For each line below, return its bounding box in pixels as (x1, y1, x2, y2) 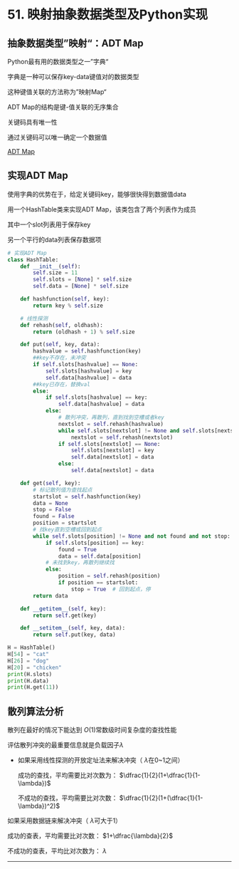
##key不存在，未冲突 (33, 354, 87, 362)
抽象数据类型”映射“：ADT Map (7, 37, 144, 49)
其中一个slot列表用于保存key (7, 220, 91, 229)
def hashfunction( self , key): (20, 296, 110, 303)
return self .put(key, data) (33, 631, 116, 638)
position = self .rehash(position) (58, 573, 161, 580)
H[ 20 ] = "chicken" (7, 664, 62, 671)
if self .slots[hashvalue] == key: (45, 394, 148, 401)
